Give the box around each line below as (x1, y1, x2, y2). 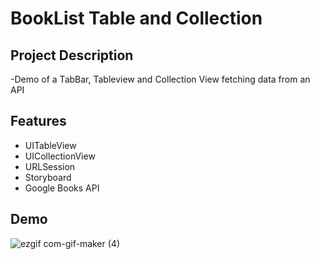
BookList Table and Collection (10, 7, 263, 30)
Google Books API (24, 182, 100, 194)
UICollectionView (24, 150, 96, 162)
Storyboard (24, 171, 72, 183)
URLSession (24, 160, 76, 172)
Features (10, 113, 67, 130)
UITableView (24, 139, 77, 151)
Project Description (10, 47, 134, 64)
